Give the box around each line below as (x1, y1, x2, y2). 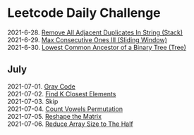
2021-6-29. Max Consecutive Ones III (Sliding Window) (7, 35, 168, 44)
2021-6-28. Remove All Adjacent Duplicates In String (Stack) (7, 28, 183, 37)
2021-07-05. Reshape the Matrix (7, 112, 102, 120)
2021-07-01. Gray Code (7, 82, 76, 91)
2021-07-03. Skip (7, 97, 59, 105)
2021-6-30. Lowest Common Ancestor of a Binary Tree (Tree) (7, 43, 187, 51)
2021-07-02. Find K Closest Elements (7, 89, 116, 98)
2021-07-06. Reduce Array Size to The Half (7, 120, 133, 128)
